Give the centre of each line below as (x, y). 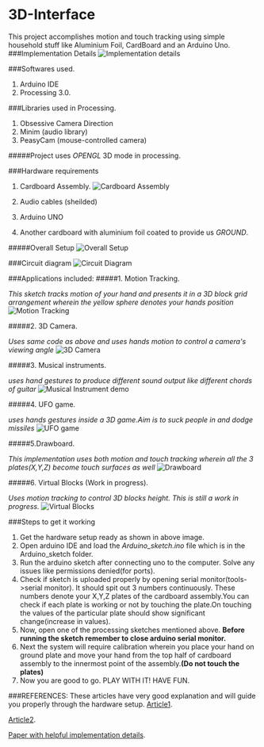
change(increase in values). (65, 621)
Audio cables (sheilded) (58, 201)
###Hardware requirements (54, 170)
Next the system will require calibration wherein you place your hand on (137, 646)
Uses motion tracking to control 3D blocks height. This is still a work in (124, 498)
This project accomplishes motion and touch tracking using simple (117, 36)
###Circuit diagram (40, 262)
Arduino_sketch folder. (56, 554)
